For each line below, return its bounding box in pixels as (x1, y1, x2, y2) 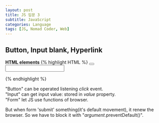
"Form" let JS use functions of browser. (5, 96, 88, 102)
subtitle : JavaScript (5, 17, 51, 22)
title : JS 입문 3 (5, 12, 40, 17)
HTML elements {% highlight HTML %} (5, 59, 88, 65)
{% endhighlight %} (5, 75, 47, 82)
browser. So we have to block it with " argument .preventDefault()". (5, 112, 144, 118)
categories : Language (5, 22, 51, 27)
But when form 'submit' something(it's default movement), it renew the (5, 106, 154, 113)
